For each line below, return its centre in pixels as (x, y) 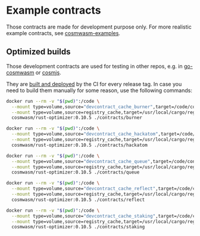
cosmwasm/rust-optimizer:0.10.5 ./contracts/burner (77, 118)
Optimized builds (38, 52)
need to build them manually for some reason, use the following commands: (99, 90)
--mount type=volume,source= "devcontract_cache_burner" (82, 107)
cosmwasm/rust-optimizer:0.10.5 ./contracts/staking (78, 227)
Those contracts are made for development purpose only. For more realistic (99, 27)
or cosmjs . (48, 73)
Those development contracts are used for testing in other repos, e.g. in (94, 66)
